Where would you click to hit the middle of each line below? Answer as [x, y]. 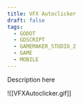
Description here [31, 79]
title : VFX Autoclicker [42, 14]
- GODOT [25, 33]
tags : [15, 27]
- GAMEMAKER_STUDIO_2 [45, 46]
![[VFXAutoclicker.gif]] [39, 93]
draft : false [26, 20]
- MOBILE [26, 60]
